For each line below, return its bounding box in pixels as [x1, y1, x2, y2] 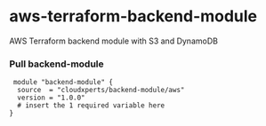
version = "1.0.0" [17, 93, 86, 103]
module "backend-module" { [12, 78, 114, 87]
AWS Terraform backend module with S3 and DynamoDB [9, 35, 218, 46]
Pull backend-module [9, 58, 104, 70]
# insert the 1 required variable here [17, 101, 165, 110]
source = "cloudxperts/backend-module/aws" [17, 86, 185, 95]
